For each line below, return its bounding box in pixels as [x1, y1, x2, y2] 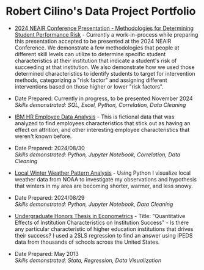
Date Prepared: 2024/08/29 [14, 194, 85, 201]
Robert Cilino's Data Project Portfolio [5, 4, 196, 18]
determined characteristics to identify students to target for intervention [14, 70, 196, 77]
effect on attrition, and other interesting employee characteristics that [14, 126, 190, 133]
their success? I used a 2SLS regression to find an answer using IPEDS [14, 232, 193, 239]
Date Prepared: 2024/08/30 [14, 144, 85, 151]
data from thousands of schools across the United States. [14, 238, 160, 246]
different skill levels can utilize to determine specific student [14, 50, 166, 57]
